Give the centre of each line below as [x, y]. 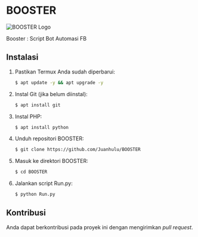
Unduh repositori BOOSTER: [49, 138]
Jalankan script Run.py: [44, 183]
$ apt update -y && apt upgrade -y [59, 82]
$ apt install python [41, 127]
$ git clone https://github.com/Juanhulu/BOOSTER [78, 150]
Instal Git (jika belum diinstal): [51, 94]
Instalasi [22, 57]
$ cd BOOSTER [31, 172]
